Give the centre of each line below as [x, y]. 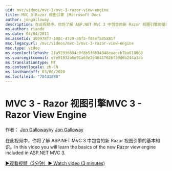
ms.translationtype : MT [31, 62]
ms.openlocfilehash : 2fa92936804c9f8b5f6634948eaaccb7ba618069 [74, 53]
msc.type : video [23, 48]
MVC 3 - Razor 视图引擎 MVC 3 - [73, 104]
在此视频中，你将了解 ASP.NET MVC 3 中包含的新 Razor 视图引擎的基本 [81, 140]
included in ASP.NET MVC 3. [35, 153]
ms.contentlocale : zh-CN [32, 67]
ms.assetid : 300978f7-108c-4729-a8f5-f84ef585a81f [60, 39]
